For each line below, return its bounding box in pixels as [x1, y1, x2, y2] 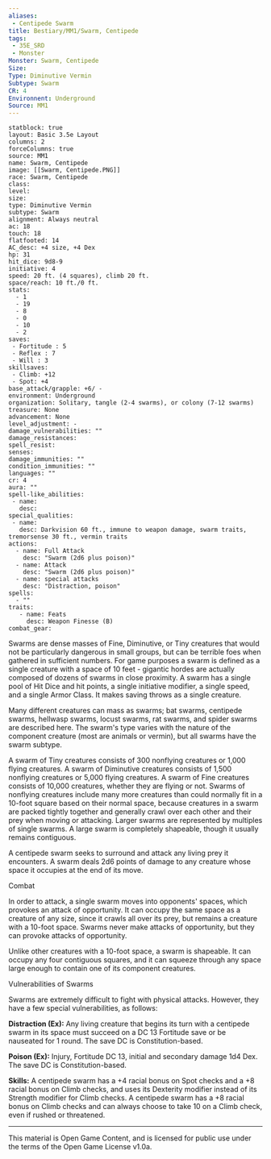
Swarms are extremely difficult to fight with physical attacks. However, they [8, 995, 260, 1004]
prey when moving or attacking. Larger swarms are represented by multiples [8, 816, 263, 825]
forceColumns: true [8, 145, 74, 153]
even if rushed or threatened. [8, 1110, 106, 1120]
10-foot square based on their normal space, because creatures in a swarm [8, 799, 259, 808]
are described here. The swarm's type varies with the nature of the [8, 723, 231, 733]
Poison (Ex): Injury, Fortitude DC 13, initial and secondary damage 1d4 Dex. [8, 1052, 258, 1061]
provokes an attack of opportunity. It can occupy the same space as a [8, 905, 240, 915]
